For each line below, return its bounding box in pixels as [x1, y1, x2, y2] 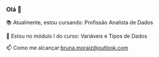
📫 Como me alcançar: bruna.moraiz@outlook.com [6, 44, 128, 52]
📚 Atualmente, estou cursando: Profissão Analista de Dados [6, 19, 154, 26]
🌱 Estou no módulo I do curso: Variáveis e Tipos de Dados [6, 32, 148, 40]
